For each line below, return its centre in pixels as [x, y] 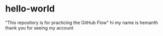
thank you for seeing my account [39, 27]
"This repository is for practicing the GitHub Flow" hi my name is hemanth [82, 22]
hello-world [30, 9]
